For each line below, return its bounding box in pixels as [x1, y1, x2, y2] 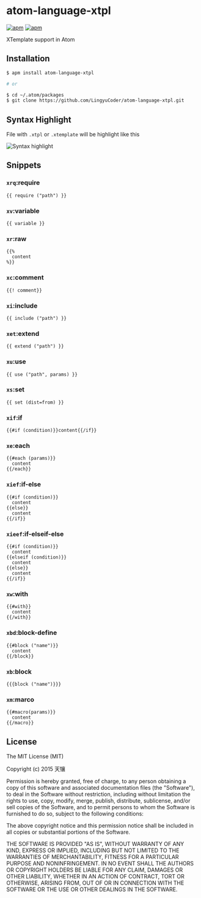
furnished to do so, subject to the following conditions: [6, 810, 144, 817]
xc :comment [6, 273, 44, 282]
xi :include [6, 301, 38, 310]
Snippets [6, 160, 42, 171]
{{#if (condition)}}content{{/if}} [6, 428, 97, 434]
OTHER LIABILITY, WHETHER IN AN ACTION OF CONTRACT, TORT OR [6, 873, 185, 880]
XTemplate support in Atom [6, 35, 75, 43]
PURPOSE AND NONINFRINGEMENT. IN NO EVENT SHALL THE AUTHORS [6, 860, 194, 867]
